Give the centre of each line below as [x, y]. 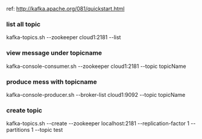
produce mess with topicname [52, 82]
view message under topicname [54, 53]
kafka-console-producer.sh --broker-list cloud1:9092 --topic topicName [96, 94]
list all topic [24, 24]
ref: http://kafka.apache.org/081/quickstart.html [65, 9]
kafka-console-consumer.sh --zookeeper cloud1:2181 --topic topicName [96, 66]
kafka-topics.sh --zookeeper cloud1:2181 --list [64, 37]
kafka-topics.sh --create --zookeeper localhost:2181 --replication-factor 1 [98, 123]
